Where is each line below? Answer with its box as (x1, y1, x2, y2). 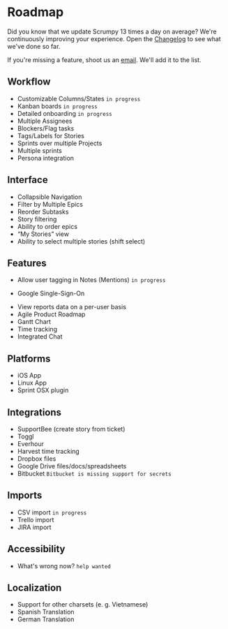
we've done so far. (7, 42, 61, 50)
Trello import (17, 515, 54, 524)
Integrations (7, 406, 61, 418)
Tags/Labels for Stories (17, 131, 85, 140)
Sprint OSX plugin (17, 386, 69, 394)
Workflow (7, 76, 51, 88)
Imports (7, 489, 43, 501)
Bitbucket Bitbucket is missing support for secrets (17, 469, 172, 478)
